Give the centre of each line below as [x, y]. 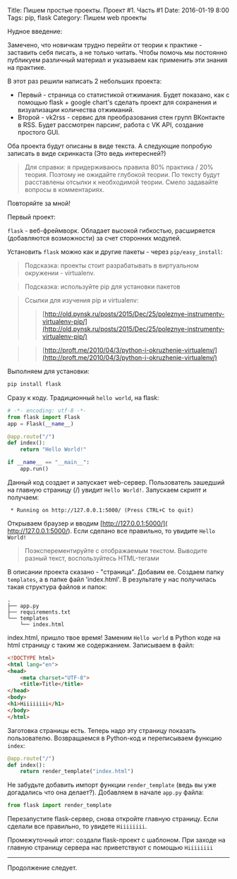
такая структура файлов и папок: [57, 587]
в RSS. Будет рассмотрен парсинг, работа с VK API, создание [110, 125]
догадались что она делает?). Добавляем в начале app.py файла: [106, 792]
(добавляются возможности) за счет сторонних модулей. [95, 238]
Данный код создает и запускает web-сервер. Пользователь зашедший [116, 482]
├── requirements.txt [39, 612]
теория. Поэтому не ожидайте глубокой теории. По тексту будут [122, 175]
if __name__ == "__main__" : [49, 462]
